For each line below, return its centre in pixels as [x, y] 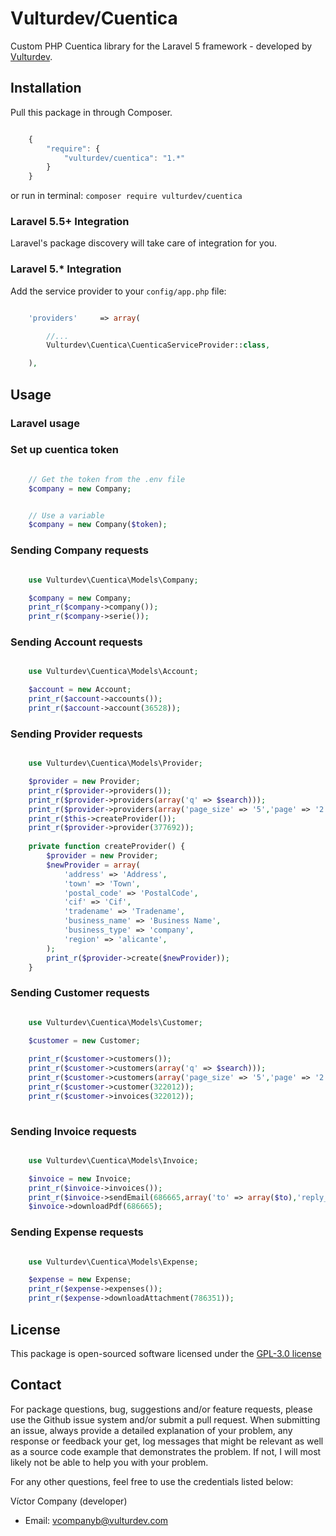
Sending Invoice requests [73, 1131]
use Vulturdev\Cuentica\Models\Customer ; [115, 1022]
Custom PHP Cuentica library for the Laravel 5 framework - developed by [161, 46]
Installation [46, 88]
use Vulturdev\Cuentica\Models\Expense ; [113, 1262]
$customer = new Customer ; [84, 1040]
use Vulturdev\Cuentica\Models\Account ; [113, 672]
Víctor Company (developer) [69, 1501]
